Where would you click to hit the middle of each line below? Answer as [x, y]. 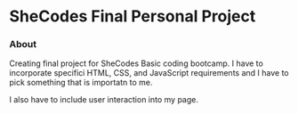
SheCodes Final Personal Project [133, 16]
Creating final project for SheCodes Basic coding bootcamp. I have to [137, 63]
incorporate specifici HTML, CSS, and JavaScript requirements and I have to [149, 73]
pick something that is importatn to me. [81, 83]
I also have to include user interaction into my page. [104, 100]
